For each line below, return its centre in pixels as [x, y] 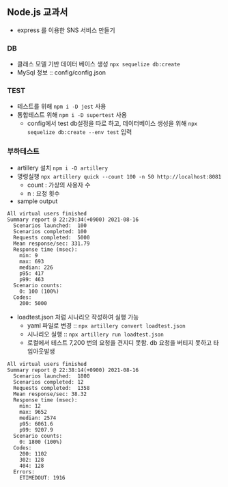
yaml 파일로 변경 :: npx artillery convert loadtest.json [106, 325]
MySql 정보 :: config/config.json [61, 73]
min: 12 [30, 406]
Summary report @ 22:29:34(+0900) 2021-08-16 [73, 220]
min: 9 [29, 255]
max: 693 [32, 261]
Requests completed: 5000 [52, 237]
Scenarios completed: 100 [50, 231]
